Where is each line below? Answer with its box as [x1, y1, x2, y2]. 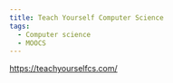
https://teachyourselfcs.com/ [9, 63, 118, 74]
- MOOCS [17, 38, 47, 48]
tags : [9, 22, 30, 31]
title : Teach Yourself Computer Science [9, 13, 165, 23]
